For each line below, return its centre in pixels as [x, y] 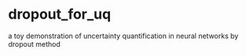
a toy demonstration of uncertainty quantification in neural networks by [123, 36]
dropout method [35, 44]
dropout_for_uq [60, 14]
